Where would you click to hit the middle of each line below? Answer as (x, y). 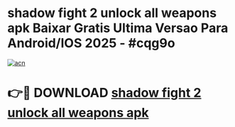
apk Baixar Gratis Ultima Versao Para (118, 28)
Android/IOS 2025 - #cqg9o (91, 43)
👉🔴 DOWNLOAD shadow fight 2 (104, 93)
